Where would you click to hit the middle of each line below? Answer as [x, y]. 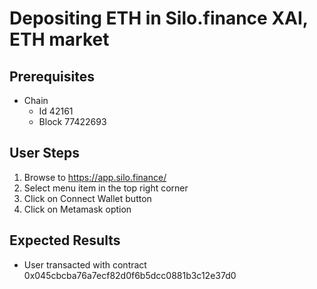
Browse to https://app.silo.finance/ [95, 177]
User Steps [44, 153]
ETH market [59, 39]
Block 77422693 [72, 121]
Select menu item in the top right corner [106, 188]
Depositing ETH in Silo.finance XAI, [159, 18]
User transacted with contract [85, 264]
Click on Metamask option [77, 209]
